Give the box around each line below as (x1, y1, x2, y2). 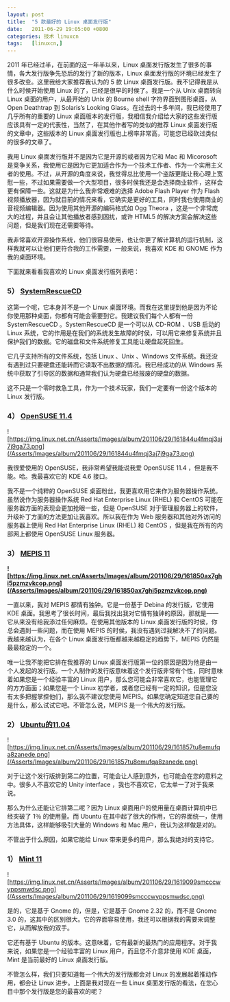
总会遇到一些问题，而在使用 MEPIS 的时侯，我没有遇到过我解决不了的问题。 (7, 626, 221, 635)
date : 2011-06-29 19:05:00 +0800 (7, 25, 109, 32)
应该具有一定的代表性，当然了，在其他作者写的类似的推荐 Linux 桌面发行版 (7, 121, 218, 129)
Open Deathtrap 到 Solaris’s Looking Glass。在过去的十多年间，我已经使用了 (7, 104, 222, 112)
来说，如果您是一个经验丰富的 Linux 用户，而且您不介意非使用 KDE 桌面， (7, 946, 216, 955)
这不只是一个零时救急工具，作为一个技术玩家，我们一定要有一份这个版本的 (7, 384, 217, 392)
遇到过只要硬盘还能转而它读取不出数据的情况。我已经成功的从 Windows (12, 361, 215, 369)
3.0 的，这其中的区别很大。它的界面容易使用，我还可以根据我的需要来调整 (7, 915, 216, 923)
